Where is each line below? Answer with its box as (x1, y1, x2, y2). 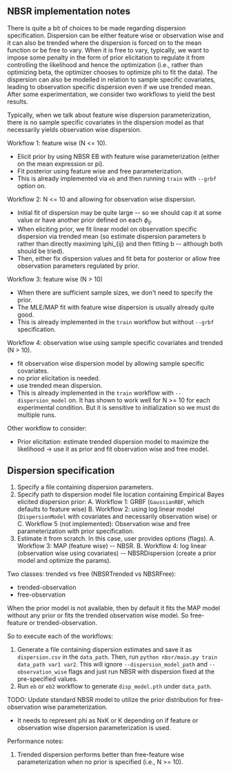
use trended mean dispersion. (17, 381, 103, 389)
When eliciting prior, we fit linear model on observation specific (17, 225, 197, 233)
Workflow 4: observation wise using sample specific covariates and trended (7, 338, 223, 346)
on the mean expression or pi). (17, 159, 105, 168)
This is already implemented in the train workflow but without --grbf (17, 317, 214, 326)
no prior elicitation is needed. (17, 373, 101, 382)
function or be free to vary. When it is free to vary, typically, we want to (7, 46, 209, 54)
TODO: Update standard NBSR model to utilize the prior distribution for (7, 696, 208, 704)
